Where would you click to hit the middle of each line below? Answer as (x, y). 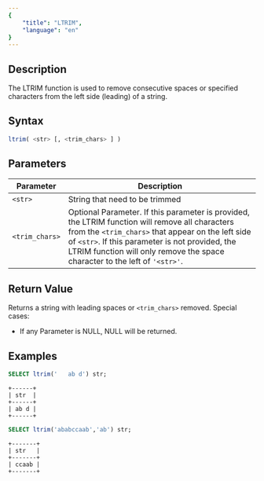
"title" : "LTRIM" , (52, 23)
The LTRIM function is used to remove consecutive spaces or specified (123, 88)
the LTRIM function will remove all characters (151, 222)
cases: (19, 316)
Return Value (40, 289)
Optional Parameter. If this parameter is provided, (159, 211)
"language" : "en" (51, 30)
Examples (33, 356)
